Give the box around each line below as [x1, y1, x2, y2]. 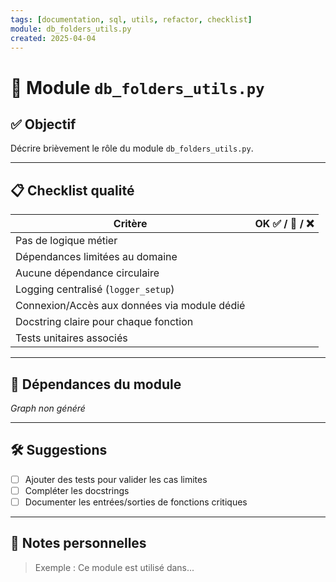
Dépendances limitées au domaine [15, 250, 178, 264]
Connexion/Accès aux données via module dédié [15, 299, 246, 313]
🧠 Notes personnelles [10, 535, 147, 552]
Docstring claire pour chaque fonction [15, 315, 194, 329]
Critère [113, 217, 148, 231]
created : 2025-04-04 [10, 33, 97, 43]
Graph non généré [10, 402, 86, 414]
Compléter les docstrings [24, 484, 130, 496]
